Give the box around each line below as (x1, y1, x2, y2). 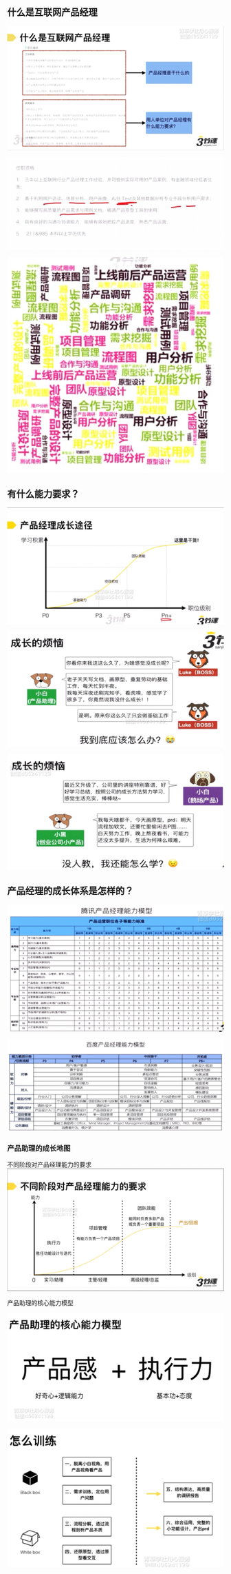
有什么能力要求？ (7, 488, 80, 500)
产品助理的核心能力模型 (7, 1298, 74, 1306)
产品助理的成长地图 (7, 1143, 71, 1153)
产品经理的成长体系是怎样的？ (7, 885, 134, 897)
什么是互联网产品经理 (7, 6, 98, 19)
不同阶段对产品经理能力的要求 (7, 1160, 91, 1169)
